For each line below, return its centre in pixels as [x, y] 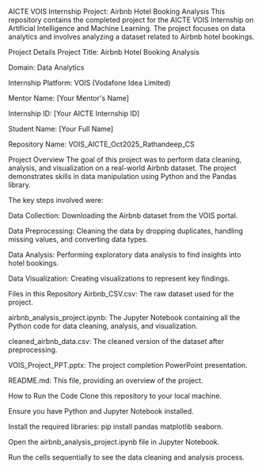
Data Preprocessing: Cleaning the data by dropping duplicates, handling [126, 231]
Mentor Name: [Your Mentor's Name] [68, 98]
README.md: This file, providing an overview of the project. [106, 380]
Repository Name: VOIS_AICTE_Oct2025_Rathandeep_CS [102, 144]
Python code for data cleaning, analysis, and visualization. [103, 326]
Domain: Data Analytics [46, 67]
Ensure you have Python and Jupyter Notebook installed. [101, 411]
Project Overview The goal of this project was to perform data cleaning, [125, 159]
